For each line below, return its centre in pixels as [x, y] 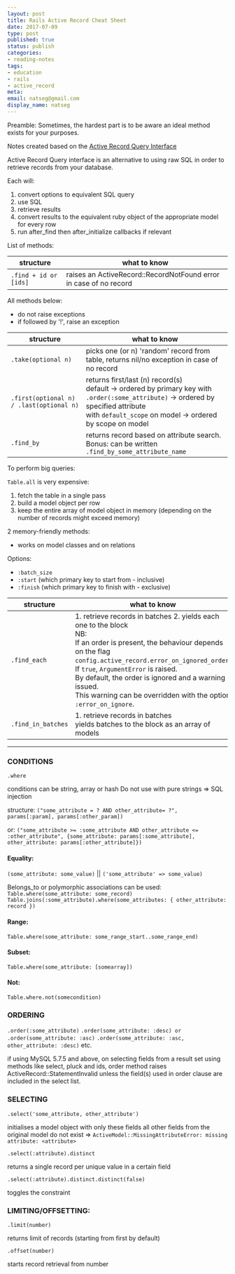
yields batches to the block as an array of [143, 724]
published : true [31, 40]
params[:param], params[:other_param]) [65, 817]
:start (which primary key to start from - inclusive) [91, 579]
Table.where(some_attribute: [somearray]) [70, 967]
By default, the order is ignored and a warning [150, 677]
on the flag [92, 651]
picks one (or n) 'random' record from [148, 350]
